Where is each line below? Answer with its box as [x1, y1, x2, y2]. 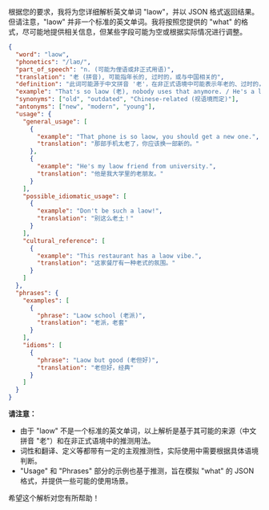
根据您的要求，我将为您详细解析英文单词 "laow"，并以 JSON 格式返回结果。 [8, 7, 259, 16]
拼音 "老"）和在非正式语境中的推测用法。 [19, 436, 155, 445]
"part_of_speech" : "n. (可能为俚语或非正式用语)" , [15, 65, 175, 74]
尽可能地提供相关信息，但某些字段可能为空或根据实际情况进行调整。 [22, 27, 247, 36]
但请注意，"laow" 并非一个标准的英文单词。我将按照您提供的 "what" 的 [8, 17, 242, 26]
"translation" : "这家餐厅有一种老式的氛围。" [37, 259, 176, 267]
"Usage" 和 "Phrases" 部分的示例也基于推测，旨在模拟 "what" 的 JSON [19, 466, 255, 476]
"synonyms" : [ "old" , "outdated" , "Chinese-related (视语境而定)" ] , [15, 95, 239, 103]
